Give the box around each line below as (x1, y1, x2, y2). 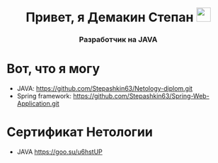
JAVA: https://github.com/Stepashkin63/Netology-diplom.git (16, 84, 193, 93)
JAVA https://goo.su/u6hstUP (16, 147, 103, 156)
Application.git (16, 99, 59, 108)
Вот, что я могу (6, 61, 101, 77)
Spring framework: (16, 92, 72, 101)
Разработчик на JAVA (79, 35, 158, 45)
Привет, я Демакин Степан (25, 9, 194, 26)
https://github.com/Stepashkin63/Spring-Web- (73, 92, 210, 101)
